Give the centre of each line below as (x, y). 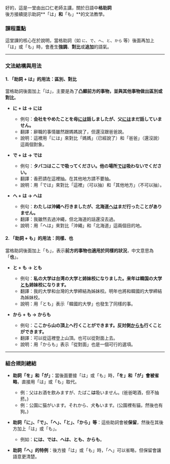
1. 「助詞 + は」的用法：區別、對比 (41, 79)
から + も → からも (32, 314)
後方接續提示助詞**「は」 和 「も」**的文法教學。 (56, 14)
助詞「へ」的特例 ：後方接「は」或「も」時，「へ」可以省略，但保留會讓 (87, 450)
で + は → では (27, 155)
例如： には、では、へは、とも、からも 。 (62, 439)
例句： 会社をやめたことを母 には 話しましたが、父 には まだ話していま (91, 119)
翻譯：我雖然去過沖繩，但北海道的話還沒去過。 (69, 219)
